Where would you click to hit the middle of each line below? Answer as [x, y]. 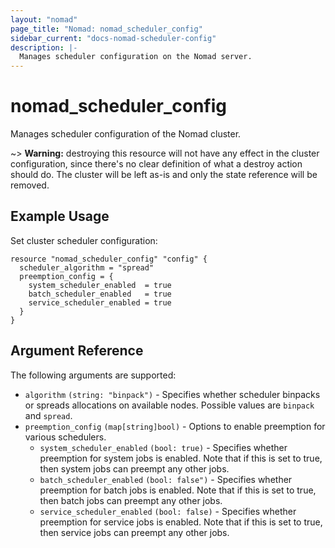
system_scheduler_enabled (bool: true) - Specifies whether [163, 447]
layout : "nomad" [44, 19]
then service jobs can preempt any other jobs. [134, 532]
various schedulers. [65, 437]
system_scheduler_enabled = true [100, 285]
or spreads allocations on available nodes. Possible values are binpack [169, 405]
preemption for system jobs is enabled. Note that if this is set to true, [181, 458]
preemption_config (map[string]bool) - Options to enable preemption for [175, 426]
